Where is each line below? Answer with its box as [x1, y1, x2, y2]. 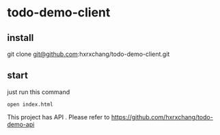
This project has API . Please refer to [7, 112, 111, 121]
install [7, 32, 34, 44]
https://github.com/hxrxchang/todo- [111, 112, 213, 121]
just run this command [7, 87, 70, 96]
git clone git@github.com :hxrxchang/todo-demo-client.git [7, 50, 170, 58]
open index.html [7, 101, 53, 108]
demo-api [7, 120, 35, 128]
